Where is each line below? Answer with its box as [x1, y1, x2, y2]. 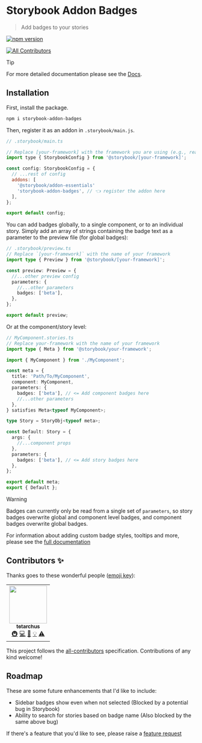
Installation [6, 88, 49, 98]
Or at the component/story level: [6, 323, 87, 330]
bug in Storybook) [14, 705, 60, 712]
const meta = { [6, 368, 44, 374]
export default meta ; [6, 479, 61, 485]
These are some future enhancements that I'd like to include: [6, 687, 157, 694]
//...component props [17, 440, 71, 446]
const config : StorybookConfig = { [6, 165, 96, 172]
